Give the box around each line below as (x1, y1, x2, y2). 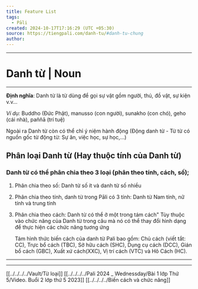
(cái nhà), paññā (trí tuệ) (6, 116, 65, 123)
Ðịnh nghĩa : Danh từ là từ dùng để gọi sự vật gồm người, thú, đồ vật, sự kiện (6, 92, 190, 99)
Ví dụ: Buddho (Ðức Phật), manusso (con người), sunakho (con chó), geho (6, 110, 186, 117)
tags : (6, 14, 19, 20)
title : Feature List (6, 8, 57, 15)
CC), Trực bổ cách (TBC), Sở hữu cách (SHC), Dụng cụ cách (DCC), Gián (14, 241, 192, 248)
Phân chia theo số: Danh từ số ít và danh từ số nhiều (14, 182, 141, 189)
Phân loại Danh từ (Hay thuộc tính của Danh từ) (6, 151, 181, 161)
